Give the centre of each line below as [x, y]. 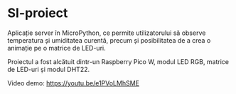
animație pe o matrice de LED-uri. [57, 48]
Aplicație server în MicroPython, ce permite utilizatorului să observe [107, 33]
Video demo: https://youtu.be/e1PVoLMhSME [74, 83]
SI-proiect [38, 13]
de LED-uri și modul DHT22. [49, 69]
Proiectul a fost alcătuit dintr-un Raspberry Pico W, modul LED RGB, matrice [118, 61]
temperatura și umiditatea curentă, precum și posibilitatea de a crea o [109, 40]
